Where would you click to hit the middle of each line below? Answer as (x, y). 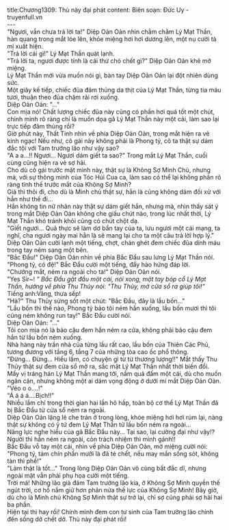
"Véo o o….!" (25, 388)
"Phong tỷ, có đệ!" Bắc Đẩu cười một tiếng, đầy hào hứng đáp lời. (99, 264)
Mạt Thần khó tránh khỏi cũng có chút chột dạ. (73, 221)
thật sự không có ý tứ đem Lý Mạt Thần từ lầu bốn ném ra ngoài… (99, 425)
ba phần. (19, 505)
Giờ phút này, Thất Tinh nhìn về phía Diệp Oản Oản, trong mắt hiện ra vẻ (108, 134)
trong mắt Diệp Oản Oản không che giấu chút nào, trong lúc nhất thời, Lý (109, 214)
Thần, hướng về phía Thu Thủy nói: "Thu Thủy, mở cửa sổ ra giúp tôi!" (106, 286)
